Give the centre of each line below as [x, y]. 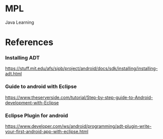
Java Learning [20, 22]
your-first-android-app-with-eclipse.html [47, 132]
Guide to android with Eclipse [41, 87]
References [29, 42]
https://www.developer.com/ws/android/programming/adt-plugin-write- [78, 126]
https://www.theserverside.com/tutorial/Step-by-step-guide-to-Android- [79, 97]
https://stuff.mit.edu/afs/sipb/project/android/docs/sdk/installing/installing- [81, 69]
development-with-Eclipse [32, 102]
